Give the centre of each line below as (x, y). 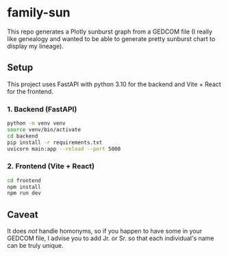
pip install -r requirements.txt (55, 142)
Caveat (23, 215)
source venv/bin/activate (44, 129)
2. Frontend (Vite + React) (51, 166)
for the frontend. (30, 91)
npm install (24, 187)
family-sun (39, 13)
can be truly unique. (35, 246)
